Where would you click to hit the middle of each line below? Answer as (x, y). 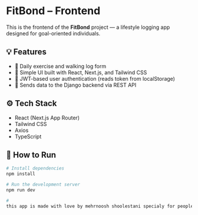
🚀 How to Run (31, 155)
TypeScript (28, 136)
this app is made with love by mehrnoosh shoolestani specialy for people (100, 206)
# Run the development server (43, 185)
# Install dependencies (35, 168)
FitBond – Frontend (53, 11)
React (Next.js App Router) (47, 118)
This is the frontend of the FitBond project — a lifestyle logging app (88, 27)
